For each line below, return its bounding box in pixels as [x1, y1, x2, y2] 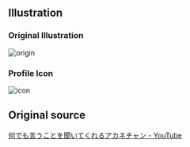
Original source [8, 108, 86, 122]
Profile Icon [8, 67, 54, 78]
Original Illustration [8, 30, 84, 41]
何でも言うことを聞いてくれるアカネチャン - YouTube [8, 130, 182, 140]
